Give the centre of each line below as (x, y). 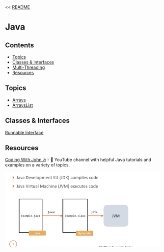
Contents (20, 45)
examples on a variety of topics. (38, 165)
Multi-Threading (28, 67)
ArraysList (23, 105)
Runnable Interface (24, 132)
